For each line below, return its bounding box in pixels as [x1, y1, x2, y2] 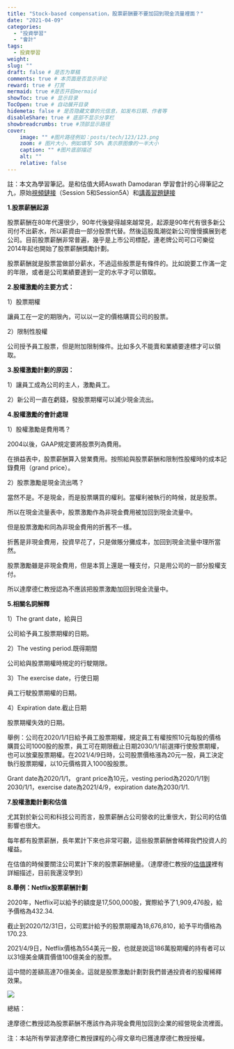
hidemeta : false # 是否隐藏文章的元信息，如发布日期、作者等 [7, 108, 167, 115]
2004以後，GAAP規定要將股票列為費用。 [7, 439, 125, 448]
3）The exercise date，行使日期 [7, 673, 100, 682]
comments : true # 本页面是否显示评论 [7, 75, 107, 82]
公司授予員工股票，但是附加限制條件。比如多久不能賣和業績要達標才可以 [7, 342, 214, 350]
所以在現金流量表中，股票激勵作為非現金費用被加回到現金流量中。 [7, 508, 196, 516]
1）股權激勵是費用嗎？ [7, 425, 71, 433]
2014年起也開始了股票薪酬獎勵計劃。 [7, 244, 114, 252]
